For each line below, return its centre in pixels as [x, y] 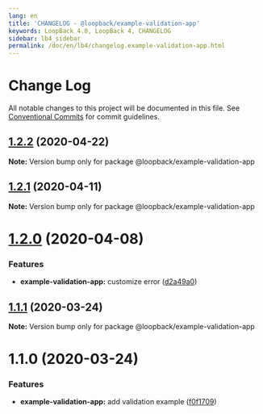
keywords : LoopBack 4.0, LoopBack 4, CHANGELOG [90, 31]
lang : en [23, 16]
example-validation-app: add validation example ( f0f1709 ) [118, 402]
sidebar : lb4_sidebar [45, 38]
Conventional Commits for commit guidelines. [84, 117]
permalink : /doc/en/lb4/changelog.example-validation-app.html [117, 46]
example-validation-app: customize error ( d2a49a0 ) [109, 282]
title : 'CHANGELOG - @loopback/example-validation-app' [104, 23]
